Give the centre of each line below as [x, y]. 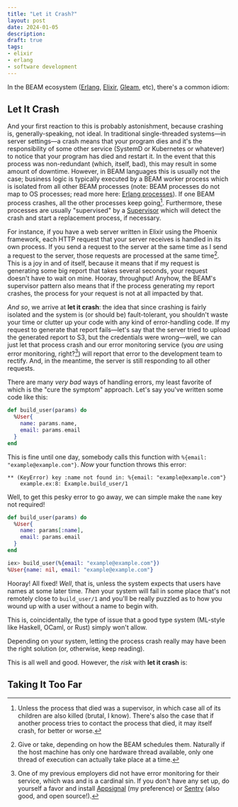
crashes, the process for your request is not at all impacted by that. [105, 293]
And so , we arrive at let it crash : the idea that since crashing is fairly [107, 307]
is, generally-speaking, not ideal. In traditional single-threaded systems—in [117, 134]
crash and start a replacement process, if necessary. [84, 218]
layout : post [27, 21]
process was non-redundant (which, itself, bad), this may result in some [112, 164]
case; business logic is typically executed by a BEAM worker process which [118, 179]
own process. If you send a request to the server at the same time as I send [118, 247]
